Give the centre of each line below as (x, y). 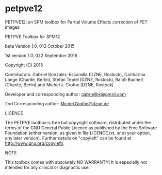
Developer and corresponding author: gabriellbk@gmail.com (65, 94)
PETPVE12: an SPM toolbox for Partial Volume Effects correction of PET (76, 22)
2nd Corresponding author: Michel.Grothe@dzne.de (57, 103)
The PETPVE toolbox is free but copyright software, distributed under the (78, 122)
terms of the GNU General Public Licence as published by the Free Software (81, 128)
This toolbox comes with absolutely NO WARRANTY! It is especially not (76, 162)
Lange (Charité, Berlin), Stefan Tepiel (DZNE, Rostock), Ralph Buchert (74, 79)
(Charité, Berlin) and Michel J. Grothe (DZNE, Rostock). (60, 85)
